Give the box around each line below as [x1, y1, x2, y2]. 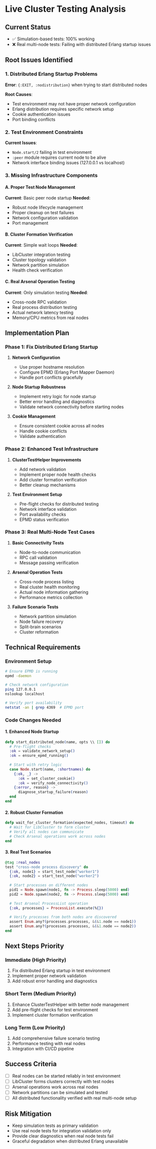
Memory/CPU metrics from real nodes [12, 315, 89, 321]
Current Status [5, 23, 51, 31]
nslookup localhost [5, 691, 45, 697]
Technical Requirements [5, 643, 81, 651]
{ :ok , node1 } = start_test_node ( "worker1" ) [9, 869, 99, 874]
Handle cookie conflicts [19, 428, 67, 434]
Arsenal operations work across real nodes [12, 1084, 98, 1090]
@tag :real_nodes [5, 860, 40, 865]
